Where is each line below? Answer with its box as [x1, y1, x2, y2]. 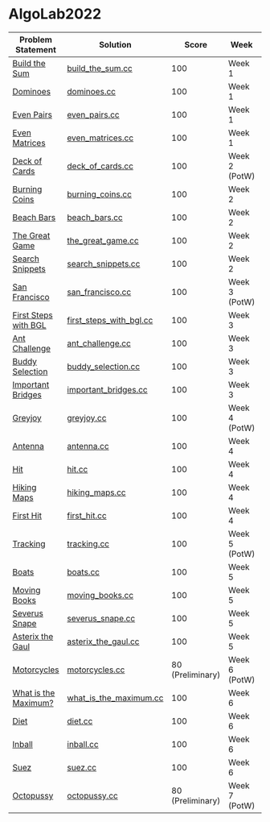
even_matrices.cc [67, 132, 134, 143]
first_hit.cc [67, 509, 107, 521]
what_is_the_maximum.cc [67, 692, 164, 704]
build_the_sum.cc [67, 62, 133, 73]
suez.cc [67, 762, 97, 773]
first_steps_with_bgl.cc [67, 314, 153, 326]
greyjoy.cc [67, 412, 107, 423]
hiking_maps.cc [67, 487, 126, 498]
